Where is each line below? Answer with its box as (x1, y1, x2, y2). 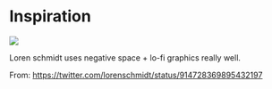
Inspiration (9, 6, 91, 27)
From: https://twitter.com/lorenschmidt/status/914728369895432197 (9, 69, 263, 80)
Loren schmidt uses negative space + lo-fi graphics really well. (9, 52, 242, 63)
